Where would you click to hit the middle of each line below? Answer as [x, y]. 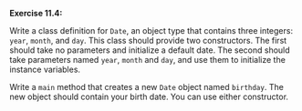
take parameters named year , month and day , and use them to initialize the [147, 60]
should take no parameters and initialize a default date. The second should [150, 50]
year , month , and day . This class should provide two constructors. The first [148, 40]
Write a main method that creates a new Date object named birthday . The [147, 87]
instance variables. [45, 69]
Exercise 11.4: [36, 13]
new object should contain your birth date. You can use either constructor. [149, 96]
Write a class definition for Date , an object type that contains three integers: [151, 30]
